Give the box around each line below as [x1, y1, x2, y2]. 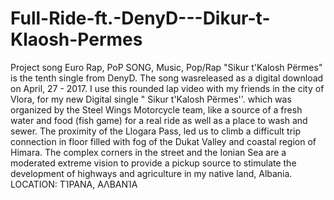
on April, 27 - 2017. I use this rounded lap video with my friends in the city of [10, 82, 325, 94]
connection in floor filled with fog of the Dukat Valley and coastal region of [10, 135, 317, 147]
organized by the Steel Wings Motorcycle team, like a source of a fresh [10, 103, 303, 116]
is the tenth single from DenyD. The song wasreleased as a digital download [10, 72, 324, 84]
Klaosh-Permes [10, 28, 143, 51]
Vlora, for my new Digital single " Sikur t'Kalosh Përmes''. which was [10, 93, 292, 105]
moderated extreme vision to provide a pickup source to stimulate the [10, 157, 297, 169]
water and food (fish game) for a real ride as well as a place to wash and [10, 114, 308, 126]
